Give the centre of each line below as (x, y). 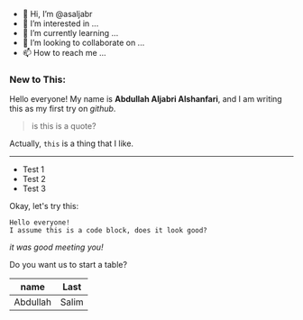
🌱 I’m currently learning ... (70, 33)
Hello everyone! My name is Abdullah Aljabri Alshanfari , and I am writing (146, 99)
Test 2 (34, 179)
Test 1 (33, 169)
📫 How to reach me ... (64, 53)
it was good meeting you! (56, 247)
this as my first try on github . (63, 109)
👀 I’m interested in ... (60, 23)
